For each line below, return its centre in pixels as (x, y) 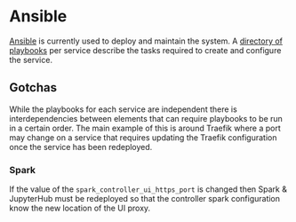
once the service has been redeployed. (81, 147)
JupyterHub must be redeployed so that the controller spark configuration (145, 199)
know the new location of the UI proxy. (80, 208)
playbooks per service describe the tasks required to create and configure (145, 50)
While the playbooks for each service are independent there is (123, 109)
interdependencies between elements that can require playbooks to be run (146, 118)
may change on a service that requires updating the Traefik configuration (143, 137)
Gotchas (33, 87)
